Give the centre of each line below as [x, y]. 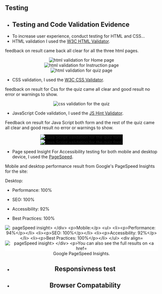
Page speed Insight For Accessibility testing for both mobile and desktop [85, 152]
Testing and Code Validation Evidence [71, 24]
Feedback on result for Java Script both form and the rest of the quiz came [80, 123]
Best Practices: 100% [33, 218]
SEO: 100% [23, 200]
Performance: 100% [32, 190]
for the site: [16, 171]
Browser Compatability [85, 285]
